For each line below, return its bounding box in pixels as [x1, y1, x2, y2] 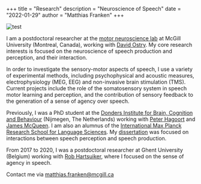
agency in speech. [6, 159, 52, 166]
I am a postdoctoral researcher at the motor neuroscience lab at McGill [6, 35, 181, 41]
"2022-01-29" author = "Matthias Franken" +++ [6, 11, 124, 19]
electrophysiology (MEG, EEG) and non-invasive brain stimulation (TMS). [6, 78, 186, 85]
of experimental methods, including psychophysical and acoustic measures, [6, 72, 194, 79]
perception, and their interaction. [6, 54, 88, 61]
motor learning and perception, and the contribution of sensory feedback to [6, 91, 194, 98]
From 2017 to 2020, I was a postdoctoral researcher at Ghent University [6, 147, 183, 153]
